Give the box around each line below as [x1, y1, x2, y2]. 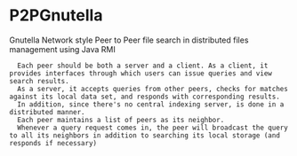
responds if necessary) [9, 138, 98, 147]
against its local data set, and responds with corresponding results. [9, 92, 280, 101]
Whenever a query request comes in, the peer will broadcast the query [17, 123, 289, 132]
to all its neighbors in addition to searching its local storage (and [9, 130, 280, 140]
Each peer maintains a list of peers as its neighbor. [17, 115, 225, 124]
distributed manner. [9, 107, 86, 116]
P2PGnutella [9, 5, 103, 26]
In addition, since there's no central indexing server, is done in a [17, 99, 285, 109]
